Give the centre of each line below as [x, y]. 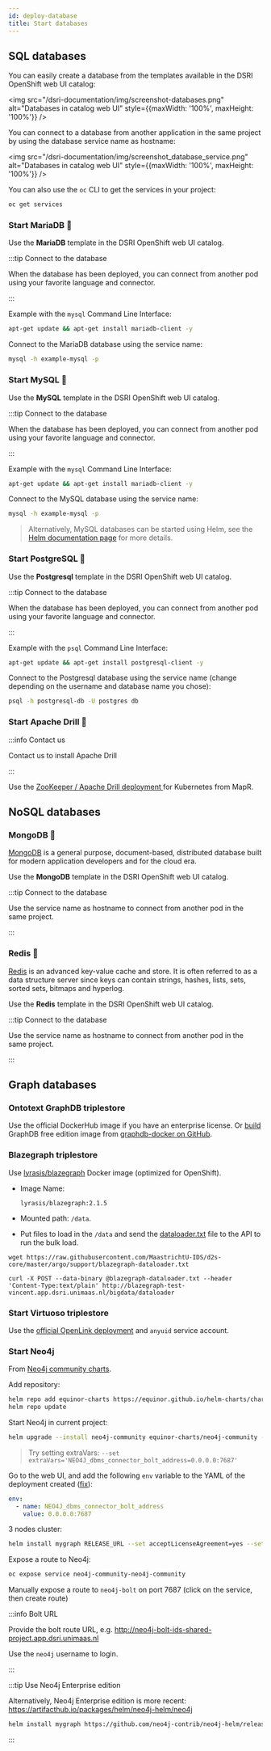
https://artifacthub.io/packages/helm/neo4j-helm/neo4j [100, 1710]
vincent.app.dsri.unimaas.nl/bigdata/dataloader [92, 1293]
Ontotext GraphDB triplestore [67, 1108]
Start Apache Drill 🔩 [48, 722]
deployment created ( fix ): [50, 1483]
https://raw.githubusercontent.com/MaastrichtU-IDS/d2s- [124, 1257]
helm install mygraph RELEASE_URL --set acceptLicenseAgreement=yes [126, 1544]
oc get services [35, 205]
